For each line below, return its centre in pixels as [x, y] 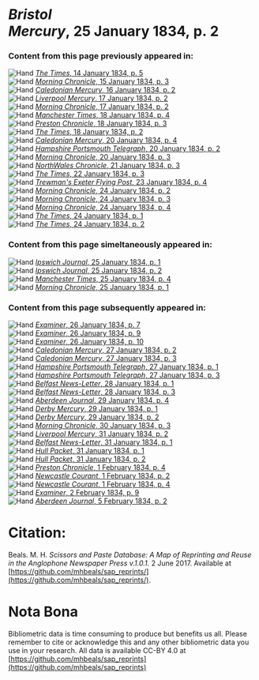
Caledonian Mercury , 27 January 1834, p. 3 [106, 359]
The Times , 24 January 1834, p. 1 [89, 216]
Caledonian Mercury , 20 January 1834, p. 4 [106, 141]
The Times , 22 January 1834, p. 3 [90, 174]
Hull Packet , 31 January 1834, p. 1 [90, 451]
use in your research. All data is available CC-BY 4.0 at [97, 650]
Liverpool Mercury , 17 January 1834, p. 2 [101, 98]
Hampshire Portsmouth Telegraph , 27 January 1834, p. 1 [127, 367]
